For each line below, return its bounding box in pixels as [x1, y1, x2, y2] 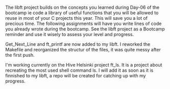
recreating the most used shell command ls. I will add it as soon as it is [5, 67, 154, 73]
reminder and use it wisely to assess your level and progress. [5, 32, 134, 37]
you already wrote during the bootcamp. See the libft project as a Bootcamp [5, 26, 165, 32]
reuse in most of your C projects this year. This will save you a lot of [5, 15, 148, 21]
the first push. [5, 52, 35, 58]
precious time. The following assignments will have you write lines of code [5, 20, 162, 26]
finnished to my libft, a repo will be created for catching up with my [5, 73, 147, 78]
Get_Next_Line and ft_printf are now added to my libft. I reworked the [5, 41, 151, 47]
